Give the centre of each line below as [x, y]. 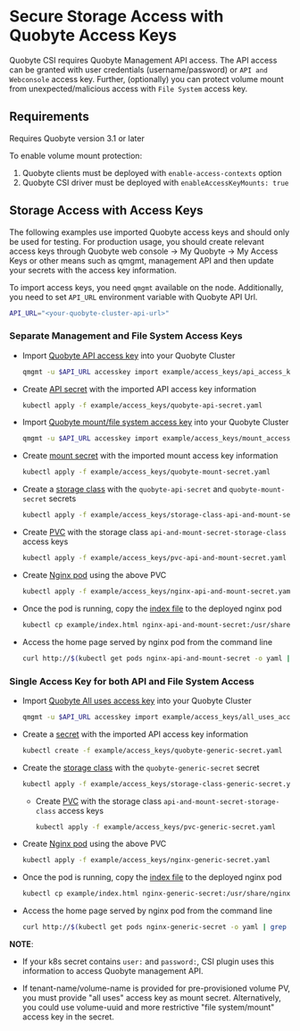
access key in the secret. [68, 1017]
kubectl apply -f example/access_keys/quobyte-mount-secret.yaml [146, 472]
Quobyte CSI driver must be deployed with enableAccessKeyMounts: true [155, 182]
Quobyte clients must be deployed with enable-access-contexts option [152, 172]
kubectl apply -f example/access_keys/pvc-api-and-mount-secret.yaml [154, 558]
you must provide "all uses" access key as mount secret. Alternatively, [151, 998]
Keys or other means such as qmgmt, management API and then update [142, 260]
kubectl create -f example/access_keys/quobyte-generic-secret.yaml [152, 750]
